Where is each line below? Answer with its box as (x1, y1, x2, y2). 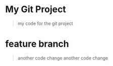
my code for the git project (17, 20, 73, 26)
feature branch (5, 38, 69, 50)
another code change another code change (17, 55, 108, 61)
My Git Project (5, 4, 67, 15)
